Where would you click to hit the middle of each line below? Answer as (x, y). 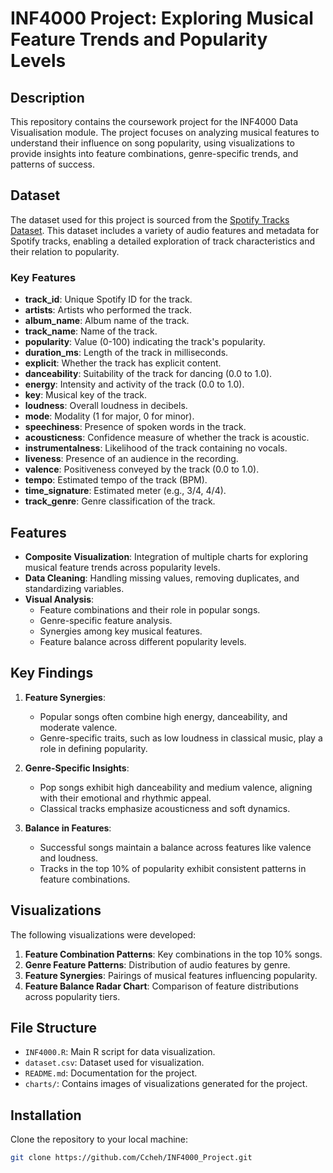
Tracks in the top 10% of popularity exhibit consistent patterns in (173, 868)
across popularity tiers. (72, 996)
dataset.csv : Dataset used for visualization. (114, 1063)
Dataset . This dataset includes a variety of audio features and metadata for (165, 230)
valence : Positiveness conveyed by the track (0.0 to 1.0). (142, 469)
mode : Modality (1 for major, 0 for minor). (109, 416)
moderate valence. (78, 727)
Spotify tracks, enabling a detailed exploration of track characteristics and (163, 241)
